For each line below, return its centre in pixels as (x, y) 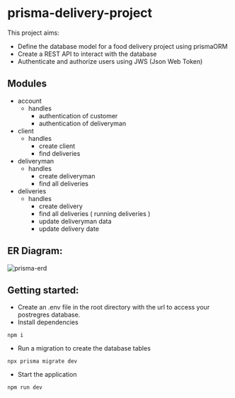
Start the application (47, 375)
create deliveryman (67, 176)
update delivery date (69, 229)
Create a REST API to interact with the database (87, 54)
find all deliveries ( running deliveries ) (94, 213)
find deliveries (59, 153)
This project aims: (34, 33)
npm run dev (25, 387)
